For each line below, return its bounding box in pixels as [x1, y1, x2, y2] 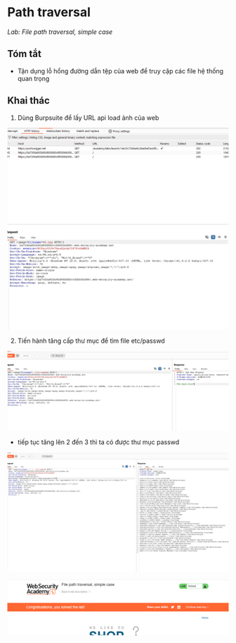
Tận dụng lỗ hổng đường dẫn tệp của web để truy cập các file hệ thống [17, 66, 223, 75]
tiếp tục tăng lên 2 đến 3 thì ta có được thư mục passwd [17, 438, 180, 446]
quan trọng [17, 74, 50, 82]
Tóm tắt [7, 48, 42, 60]
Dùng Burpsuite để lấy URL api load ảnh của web [17, 114, 159, 122]
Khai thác [7, 94, 51, 106]
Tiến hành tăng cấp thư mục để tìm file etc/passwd [17, 336, 165, 345]
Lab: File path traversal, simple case [7, 27, 113, 36]
